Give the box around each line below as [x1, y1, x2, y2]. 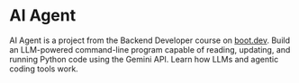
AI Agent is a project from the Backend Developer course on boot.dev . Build [9, 35, 291, 46]
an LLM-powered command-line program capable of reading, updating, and [9, 44, 291, 54]
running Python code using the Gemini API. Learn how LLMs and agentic [9, 54, 279, 64]
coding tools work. [9, 63, 78, 74]
